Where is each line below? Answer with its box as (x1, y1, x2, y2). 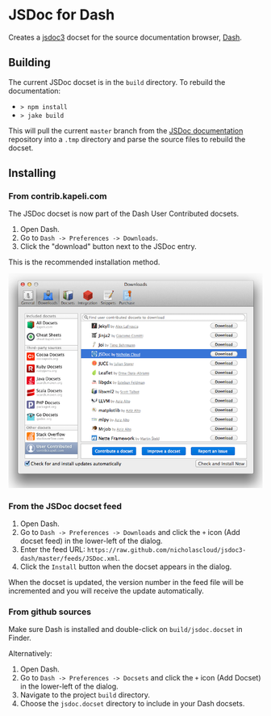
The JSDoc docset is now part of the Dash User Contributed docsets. (8, 208, 240, 219)
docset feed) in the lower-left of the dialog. (19, 536, 163, 545)
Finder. (8, 633, 32, 643)
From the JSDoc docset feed (8, 500, 123, 512)
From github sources (8, 606, 91, 617)
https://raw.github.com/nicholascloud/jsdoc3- (87, 545, 247, 554)
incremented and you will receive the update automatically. (8, 586, 204, 596)
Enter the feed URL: (19, 544, 86, 554)
